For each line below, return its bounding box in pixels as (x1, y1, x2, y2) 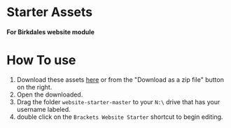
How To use (6, 52, 76, 68)
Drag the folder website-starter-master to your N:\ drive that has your (16, 97, 220, 106)
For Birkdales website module (6, 27, 95, 36)
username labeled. (16, 105, 71, 113)
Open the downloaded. (16, 90, 83, 99)
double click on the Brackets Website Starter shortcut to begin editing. (16, 113, 223, 121)
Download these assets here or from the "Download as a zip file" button (16, 75, 225, 84)
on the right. (16, 83, 52, 91)
